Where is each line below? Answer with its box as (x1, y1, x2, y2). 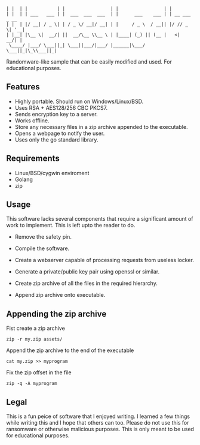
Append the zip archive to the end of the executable (6, 347, 134, 354)
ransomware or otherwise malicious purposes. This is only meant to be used (6, 426, 194, 433)
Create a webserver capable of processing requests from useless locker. (14, 257, 194, 264)
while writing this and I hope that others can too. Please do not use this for (6, 419, 189, 426)
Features (6, 82, 40, 92)
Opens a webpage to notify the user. (14, 130, 105, 137)
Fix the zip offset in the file (6, 369, 72, 376)
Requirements (6, 154, 60, 164)
